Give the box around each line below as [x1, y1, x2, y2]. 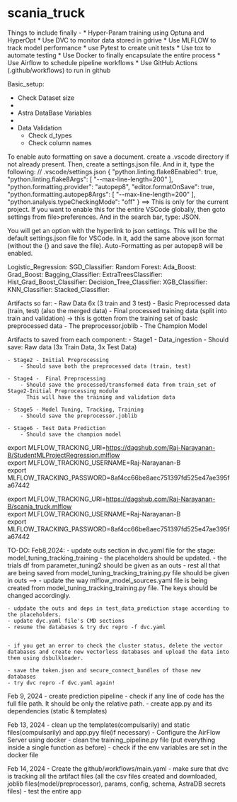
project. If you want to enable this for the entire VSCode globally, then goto [7, 205, 226, 213]
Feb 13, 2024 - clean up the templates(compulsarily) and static [7, 721, 190, 729]
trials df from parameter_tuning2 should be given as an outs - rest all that [7, 561, 221, 570]
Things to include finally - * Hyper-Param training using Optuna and [7, 28, 205, 37]
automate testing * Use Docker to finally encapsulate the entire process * [7, 51, 221, 60]
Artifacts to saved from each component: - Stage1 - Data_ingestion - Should [7, 335, 229, 344]
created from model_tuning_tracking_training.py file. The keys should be [7, 583, 218, 592]
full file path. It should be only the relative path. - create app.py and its [7, 699, 212, 708]
